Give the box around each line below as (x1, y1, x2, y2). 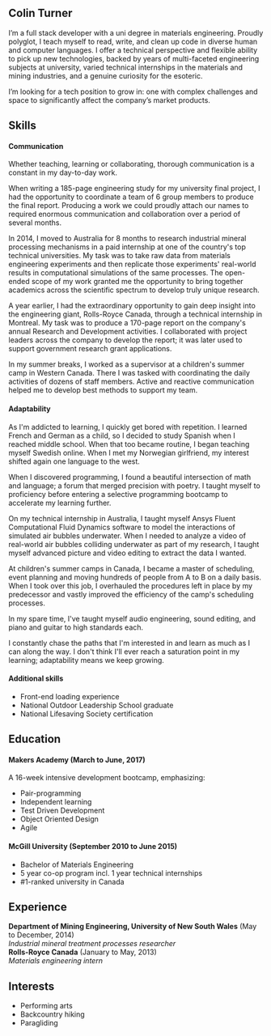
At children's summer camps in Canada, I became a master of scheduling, (8, 563, 255, 573)
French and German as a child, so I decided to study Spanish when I (8, 431, 236, 440)
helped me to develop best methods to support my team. (8, 385, 198, 395)
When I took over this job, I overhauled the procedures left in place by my (8, 580, 253, 590)
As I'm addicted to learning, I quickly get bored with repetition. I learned (8, 422, 248, 431)
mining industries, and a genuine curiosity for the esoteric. (8, 70, 204, 80)
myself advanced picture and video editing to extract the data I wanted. (8, 548, 247, 558)
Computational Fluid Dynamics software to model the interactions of (8, 522, 236, 532)
